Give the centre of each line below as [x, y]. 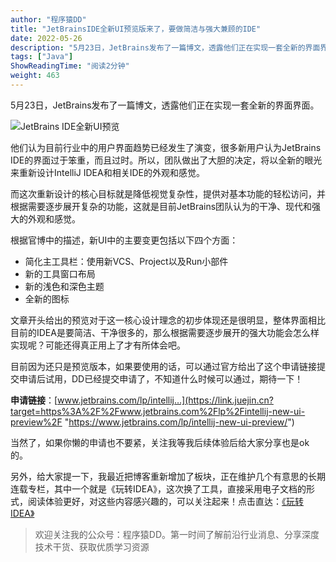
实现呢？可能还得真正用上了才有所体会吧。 [98, 345]
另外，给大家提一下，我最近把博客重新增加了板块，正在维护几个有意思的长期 [168, 476]
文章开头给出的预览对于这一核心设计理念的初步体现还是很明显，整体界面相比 [168, 320]
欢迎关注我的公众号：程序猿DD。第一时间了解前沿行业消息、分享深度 [177, 534]
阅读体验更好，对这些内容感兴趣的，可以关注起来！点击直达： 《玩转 [165, 501]
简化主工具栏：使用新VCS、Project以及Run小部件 [126, 261]
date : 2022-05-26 [46, 38]
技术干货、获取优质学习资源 [92, 547]
